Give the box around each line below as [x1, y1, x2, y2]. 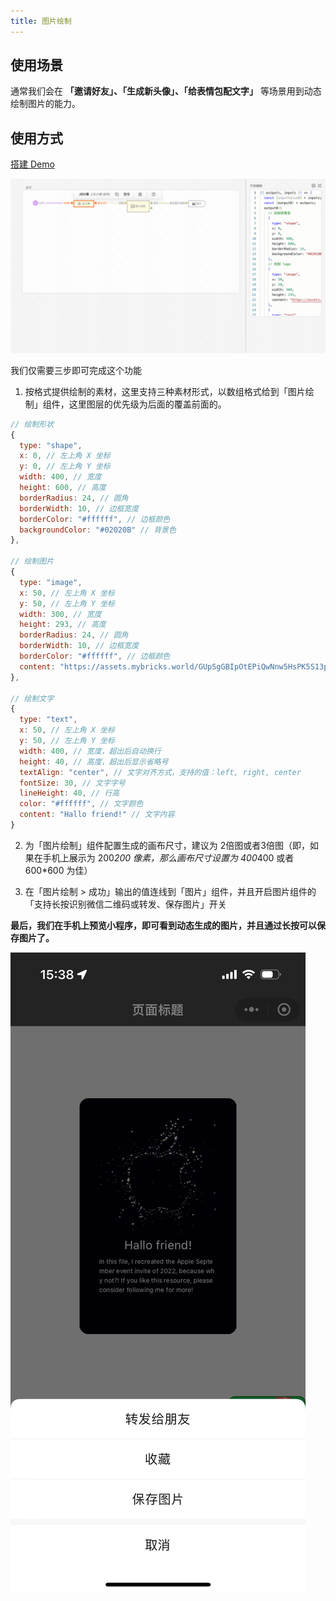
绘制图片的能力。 [10, 98, 81, 110]
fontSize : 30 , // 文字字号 [19, 778, 126, 788]
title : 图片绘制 [10, 16, 72, 26]
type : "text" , [19, 715, 78, 725]
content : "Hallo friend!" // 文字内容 [19, 810, 175, 820]
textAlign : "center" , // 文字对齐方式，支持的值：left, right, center [19, 767, 302, 777]
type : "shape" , [19, 440, 83, 450]
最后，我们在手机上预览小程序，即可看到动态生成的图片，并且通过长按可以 [10, 919, 317, 931]
